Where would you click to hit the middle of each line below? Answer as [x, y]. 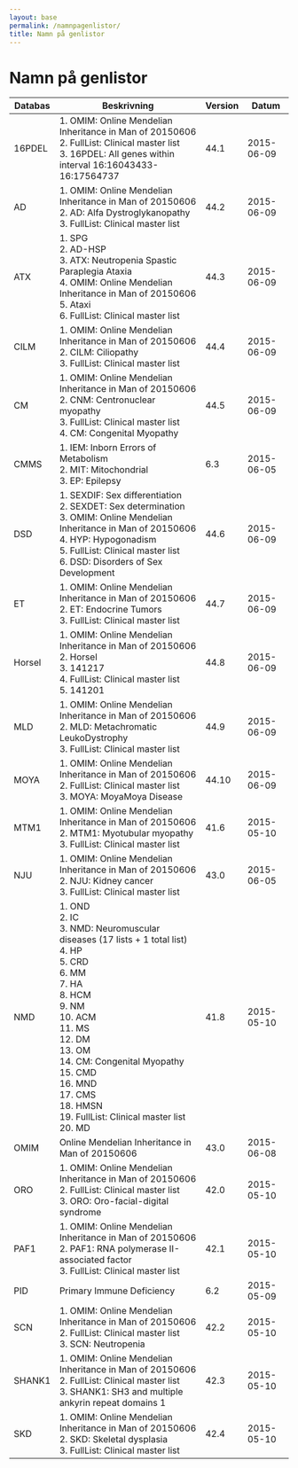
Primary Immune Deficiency [117, 1291]
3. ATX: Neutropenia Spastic [118, 261]
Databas [32, 105]
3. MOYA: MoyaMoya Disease [121, 797]
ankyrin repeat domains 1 [113, 1403]
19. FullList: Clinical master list [122, 1117]
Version [222, 105]
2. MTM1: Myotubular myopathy [126, 833]
